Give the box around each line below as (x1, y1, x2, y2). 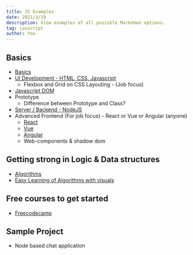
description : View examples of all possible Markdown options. (6, 20, 166, 25)
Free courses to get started (6, 193, 108, 204)
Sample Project (6, 226, 64, 237)
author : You (6, 31, 36, 37)
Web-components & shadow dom (23, 137, 105, 144)
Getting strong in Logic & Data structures (6, 154, 160, 164)
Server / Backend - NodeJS (14, 106, 82, 113)
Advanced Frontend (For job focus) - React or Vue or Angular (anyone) (14, 112, 188, 119)
